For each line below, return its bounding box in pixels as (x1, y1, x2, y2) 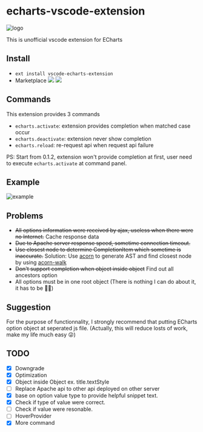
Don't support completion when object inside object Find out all (15, 265, 174, 273)
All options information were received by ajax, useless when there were (15, 227, 194, 234)
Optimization (15, 371, 47, 379)
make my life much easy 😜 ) (6, 331, 76, 338)
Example (6, 177, 40, 187)
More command (15, 419, 55, 427)
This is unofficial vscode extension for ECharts (6, 36, 123, 43)
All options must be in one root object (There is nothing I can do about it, (15, 278, 196, 286)
